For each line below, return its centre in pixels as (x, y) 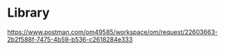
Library (29, 13)
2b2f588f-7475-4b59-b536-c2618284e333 (70, 39)
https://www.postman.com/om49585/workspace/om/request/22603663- (113, 32)
